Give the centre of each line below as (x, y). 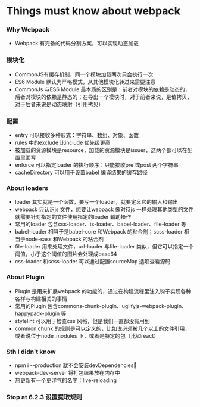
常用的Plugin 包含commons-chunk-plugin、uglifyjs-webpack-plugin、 (101, 306)
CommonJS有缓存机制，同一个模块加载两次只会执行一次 (84, 74)
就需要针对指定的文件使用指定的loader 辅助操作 (73, 217)
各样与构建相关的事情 (41, 299)
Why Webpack (28, 30)
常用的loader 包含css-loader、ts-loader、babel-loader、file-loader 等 (100, 224)
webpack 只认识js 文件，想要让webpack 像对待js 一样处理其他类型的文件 (104, 209)
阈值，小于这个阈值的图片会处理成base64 (66, 254)
